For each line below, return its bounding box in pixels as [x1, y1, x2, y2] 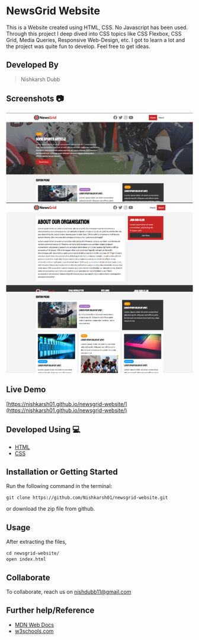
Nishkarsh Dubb [20, 75, 60, 83]
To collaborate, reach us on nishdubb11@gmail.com [6, 588, 131, 595]
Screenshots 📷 [6, 94, 64, 104]
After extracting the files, [6, 538, 67, 546]
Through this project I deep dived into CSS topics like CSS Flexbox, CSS [6, 30, 182, 37]
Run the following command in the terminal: [6, 483, 113, 490]
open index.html [6, 556, 46, 562]
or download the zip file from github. [6, 505, 95, 512]
